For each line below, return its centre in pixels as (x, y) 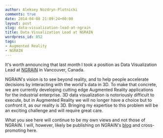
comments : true (21, 14)
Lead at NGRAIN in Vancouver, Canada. (45, 69)
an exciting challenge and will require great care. (54, 110)
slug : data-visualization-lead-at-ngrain (48, 28)
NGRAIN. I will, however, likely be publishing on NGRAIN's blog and (73, 125)
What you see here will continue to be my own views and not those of (75, 120)
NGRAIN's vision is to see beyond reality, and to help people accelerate (77, 79)
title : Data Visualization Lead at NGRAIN (49, 32)
